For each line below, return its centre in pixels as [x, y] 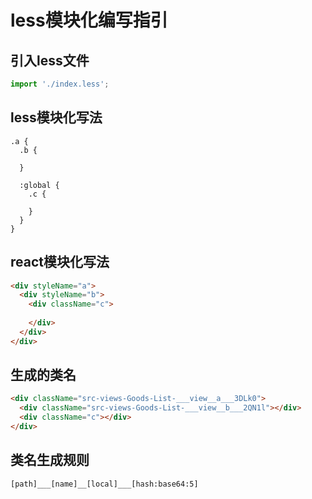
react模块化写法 [60, 262]
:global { [39, 185]
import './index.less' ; [60, 84]
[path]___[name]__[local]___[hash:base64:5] [104, 484]
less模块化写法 [56, 117]
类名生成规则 [50, 460]
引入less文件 [50, 60]
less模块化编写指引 [89, 20]
